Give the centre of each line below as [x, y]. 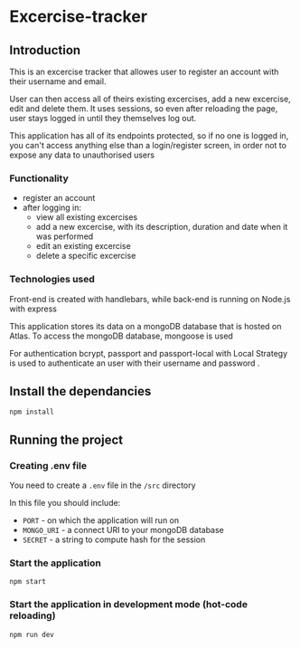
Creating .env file [48, 465]
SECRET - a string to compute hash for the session [114, 539]
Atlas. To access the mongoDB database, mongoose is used [121, 336]
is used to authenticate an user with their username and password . [135, 363]
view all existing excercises [87, 217]
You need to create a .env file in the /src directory [103, 485]
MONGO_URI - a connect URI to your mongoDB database [123, 530]
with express [33, 309]
